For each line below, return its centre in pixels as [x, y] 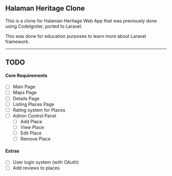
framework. [17, 41]
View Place [32, 127]
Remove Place [35, 139]
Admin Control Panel [34, 116]
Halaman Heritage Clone [45, 8]
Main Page [24, 87]
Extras [12, 151]
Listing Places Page [34, 104]
